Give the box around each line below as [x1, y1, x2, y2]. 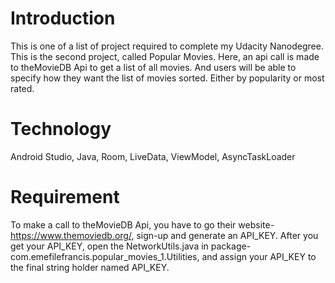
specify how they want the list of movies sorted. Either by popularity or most [10, 72, 325, 84]
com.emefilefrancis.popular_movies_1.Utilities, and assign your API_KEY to [10, 250, 317, 262]
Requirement [10, 186, 120, 209]
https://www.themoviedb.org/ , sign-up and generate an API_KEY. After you [10, 229, 319, 241]
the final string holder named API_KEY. [10, 261, 170, 273]
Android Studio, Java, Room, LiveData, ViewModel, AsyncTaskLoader [10, 150, 296, 162]
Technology [10, 118, 112, 141]
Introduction [10, 7, 116, 30]
